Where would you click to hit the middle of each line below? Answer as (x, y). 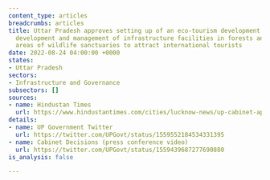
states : (21, 61)
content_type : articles (48, 16)
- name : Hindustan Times (50, 105)
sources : (23, 98)
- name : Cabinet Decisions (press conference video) (98, 142)
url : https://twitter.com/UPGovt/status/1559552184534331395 (120, 134)
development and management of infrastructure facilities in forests (134, 38)
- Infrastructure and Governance (64, 82)
